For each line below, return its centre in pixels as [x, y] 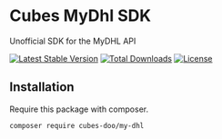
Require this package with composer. [79, 109]
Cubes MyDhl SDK [81, 16]
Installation [42, 87]
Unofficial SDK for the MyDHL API [73, 41]
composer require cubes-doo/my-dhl [77, 125]
